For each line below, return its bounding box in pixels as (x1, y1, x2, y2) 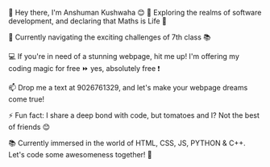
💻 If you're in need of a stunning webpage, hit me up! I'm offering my (8, 52, 240, 61)
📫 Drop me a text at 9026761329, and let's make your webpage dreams (8, 83, 248, 92)
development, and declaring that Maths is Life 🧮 (8, 16, 168, 26)
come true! (8, 94, 45, 104)
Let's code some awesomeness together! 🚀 (8, 150, 153, 159)
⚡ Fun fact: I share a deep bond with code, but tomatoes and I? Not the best (8, 111, 260, 120)
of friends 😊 (8, 122, 51, 132)
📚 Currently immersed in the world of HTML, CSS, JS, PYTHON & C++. (8, 138, 246, 148)
